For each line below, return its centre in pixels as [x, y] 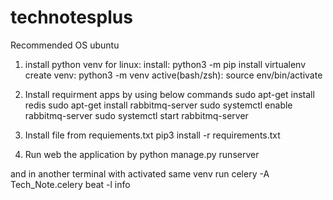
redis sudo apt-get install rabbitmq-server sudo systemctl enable [158, 105]
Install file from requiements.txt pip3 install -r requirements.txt [152, 135]
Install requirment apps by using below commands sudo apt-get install [169, 94]
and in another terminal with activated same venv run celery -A [140, 173]
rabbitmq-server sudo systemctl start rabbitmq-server [136, 115]
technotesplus [71, 17]
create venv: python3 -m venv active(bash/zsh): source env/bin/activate [173, 75]
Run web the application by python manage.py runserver [142, 154]
